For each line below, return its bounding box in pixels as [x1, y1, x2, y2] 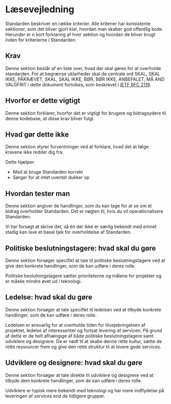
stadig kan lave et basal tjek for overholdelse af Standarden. [5, 229, 132, 235]
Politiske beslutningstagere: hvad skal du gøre [5, 244, 156, 253]
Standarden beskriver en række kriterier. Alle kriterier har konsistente [5, 20, 151, 27]
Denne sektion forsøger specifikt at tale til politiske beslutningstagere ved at [5, 257, 165, 263]
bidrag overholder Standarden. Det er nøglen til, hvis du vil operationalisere [5, 208, 163, 214]
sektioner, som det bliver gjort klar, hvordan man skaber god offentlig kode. [5, 26, 163, 32]
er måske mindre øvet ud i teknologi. [5, 278, 82, 284]
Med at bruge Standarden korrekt [12, 169, 83, 175]
